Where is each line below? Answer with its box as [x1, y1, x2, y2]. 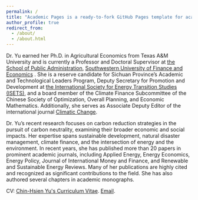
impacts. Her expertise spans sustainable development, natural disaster [6, 132, 180, 139]
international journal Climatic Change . [6, 108, 98, 115]
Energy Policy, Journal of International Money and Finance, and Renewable [6, 157, 189, 164]
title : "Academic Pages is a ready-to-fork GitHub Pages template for [6, 14, 183, 20]
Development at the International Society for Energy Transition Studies [6, 84, 177, 90]
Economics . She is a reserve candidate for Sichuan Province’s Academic [6, 71, 184, 78]
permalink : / [6, 8, 38, 15]
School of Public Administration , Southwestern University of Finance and [6, 65, 183, 71]
